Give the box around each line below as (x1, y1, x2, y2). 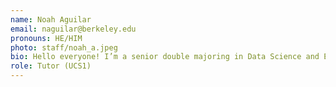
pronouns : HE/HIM (10, 33, 83, 43)
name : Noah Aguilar (10, 14, 92, 25)
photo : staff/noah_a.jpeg (10, 42, 118, 53)
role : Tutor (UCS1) (10, 61, 92, 71)
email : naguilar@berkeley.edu (10, 24, 137, 34)
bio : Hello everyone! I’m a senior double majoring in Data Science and (10, 52, 320, 62)
